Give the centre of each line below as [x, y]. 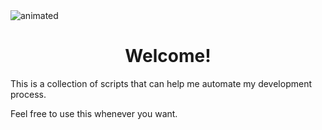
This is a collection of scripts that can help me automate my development [161, 83]
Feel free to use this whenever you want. [94, 113]
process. [28, 94]
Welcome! [168, 56]
